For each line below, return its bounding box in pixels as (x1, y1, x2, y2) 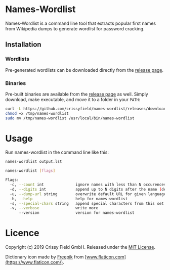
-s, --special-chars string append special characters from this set (10, 201, 164, 206)
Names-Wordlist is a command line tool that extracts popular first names (5, 20, 156, 26)
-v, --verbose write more (10, 206, 99, 211)
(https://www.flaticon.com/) (5, 259, 63, 265)
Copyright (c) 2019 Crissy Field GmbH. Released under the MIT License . (5, 244, 156, 250)
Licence (5, 228, 39, 239)
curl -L (5, 106, 22, 111)
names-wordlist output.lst (5, 159, 62, 164)
